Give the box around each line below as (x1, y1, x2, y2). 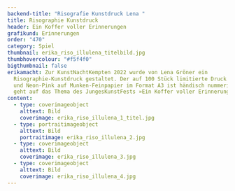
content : (7, 95, 33, 102)
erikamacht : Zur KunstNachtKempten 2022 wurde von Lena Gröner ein (7, 69, 208, 76)
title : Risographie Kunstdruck (7, 17, 99, 24)
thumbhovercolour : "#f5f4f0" (7, 56, 92, 63)
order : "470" (7, 36, 45, 43)
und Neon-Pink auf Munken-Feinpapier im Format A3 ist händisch (13, 82, 205, 89)
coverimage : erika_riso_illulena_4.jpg (20, 173, 136, 180)
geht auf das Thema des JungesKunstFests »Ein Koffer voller (13, 88, 196, 95)
